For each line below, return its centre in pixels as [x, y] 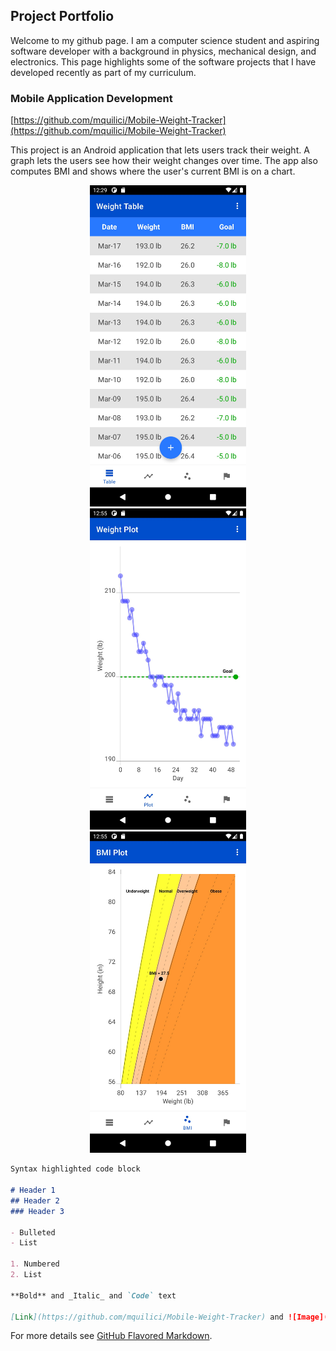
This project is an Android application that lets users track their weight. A [160, 150]
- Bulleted [33, 1232]
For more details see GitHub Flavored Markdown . [111, 1336]
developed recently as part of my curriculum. [103, 72]
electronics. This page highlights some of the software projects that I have [163, 61]
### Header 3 [37, 1211]
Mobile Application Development [91, 98]
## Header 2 [35, 1200]
